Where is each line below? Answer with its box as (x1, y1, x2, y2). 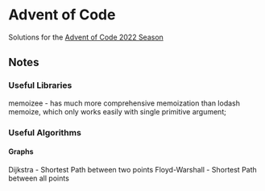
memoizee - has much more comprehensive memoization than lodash (8, 98, 240, 108)
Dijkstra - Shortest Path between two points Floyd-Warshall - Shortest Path (8, 164, 258, 174)
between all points (8, 173, 70, 183)
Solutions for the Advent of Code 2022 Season (8, 32, 164, 42)
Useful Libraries (8, 80, 72, 91)
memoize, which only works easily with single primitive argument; (8, 106, 227, 116)
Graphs (8, 147, 34, 156)
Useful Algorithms (8, 127, 82, 138)
